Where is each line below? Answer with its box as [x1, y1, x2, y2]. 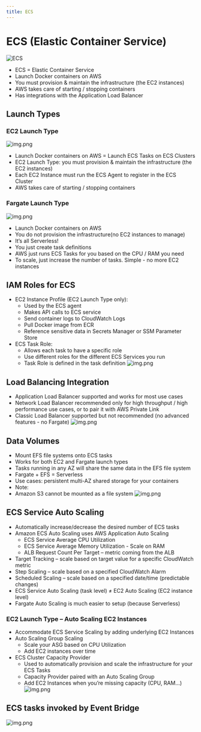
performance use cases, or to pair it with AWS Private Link [14, 406, 160, 413]
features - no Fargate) [14, 418, 70, 426]
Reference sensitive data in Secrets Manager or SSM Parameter [23, 328, 182, 335]
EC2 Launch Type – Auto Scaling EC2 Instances [6, 614, 147, 623]
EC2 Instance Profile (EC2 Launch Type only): [14, 296, 128, 303]
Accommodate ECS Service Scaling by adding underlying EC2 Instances [14, 628, 194, 636]
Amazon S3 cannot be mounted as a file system [14, 490, 134, 497]
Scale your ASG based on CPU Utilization [23, 641, 126, 649]
